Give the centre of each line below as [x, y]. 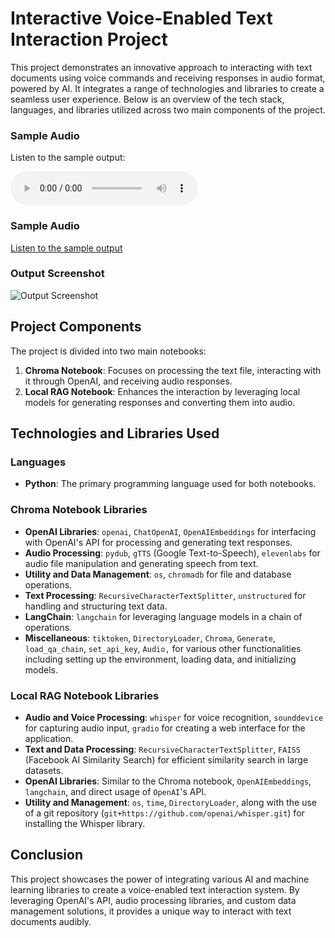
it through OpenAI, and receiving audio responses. [128, 381]
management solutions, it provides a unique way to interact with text [151, 911]
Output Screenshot [57, 274]
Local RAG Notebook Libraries [85, 695]
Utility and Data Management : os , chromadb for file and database [158, 574]
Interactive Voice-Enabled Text [141, 18]
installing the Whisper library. [85, 823]
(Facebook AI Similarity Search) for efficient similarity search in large [166, 759]
